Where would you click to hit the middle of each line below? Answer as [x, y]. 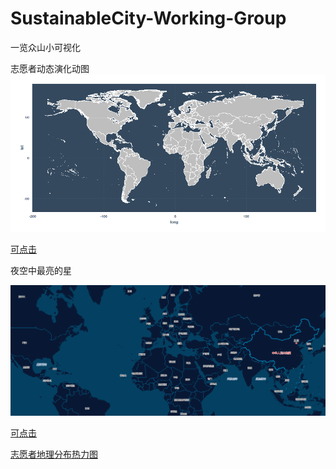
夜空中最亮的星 [41, 270]
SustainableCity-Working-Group [148, 18]
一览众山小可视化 [45, 47]
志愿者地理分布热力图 [54, 454]
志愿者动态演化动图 [50, 68]
